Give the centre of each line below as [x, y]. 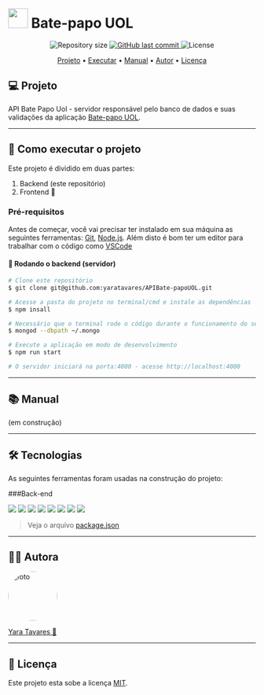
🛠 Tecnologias [45, 456]
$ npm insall [29, 309]
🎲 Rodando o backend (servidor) [62, 264]
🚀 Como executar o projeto [75, 149]
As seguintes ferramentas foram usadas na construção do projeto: [115, 478]
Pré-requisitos [36, 212]
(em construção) [35, 422]
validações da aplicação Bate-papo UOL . [75, 117]
